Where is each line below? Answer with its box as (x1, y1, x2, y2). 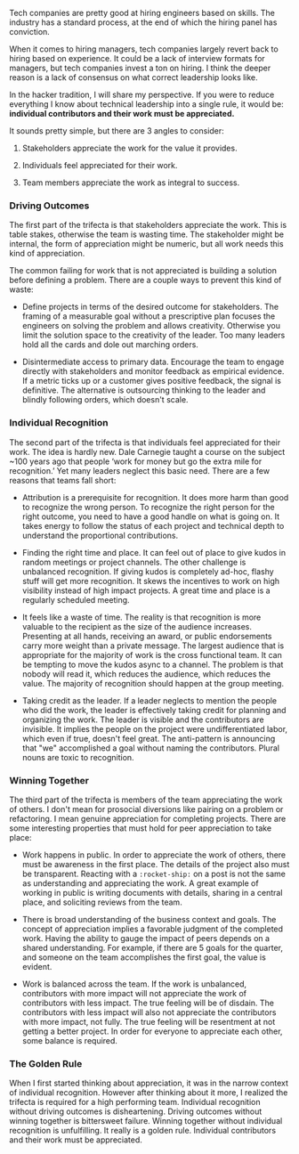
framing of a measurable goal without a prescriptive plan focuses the (21, 311, 276, 321)
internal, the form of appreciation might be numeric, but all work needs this (9, 239, 284, 249)
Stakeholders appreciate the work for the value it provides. (21, 142, 238, 153)
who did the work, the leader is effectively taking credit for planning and (21, 704, 287, 715)
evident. (21, 961, 53, 971)
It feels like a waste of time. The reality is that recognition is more (21, 612, 262, 622)
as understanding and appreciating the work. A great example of (21, 877, 260, 889)
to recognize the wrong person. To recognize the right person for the (21, 501, 275, 512)
